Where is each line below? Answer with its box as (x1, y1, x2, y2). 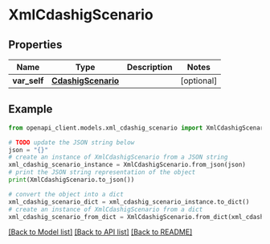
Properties (8, 38, 63, 52)
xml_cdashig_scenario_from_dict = (8, 213, 125, 221)
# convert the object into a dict (8, 190, 125, 198)
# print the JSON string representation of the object (8, 168, 196, 176)
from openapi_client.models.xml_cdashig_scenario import (8, 123, 203, 132)
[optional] (180, 75, 218, 86)
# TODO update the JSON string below (8, 139, 135, 147)
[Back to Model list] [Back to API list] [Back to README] (8, 227, 193, 237)
